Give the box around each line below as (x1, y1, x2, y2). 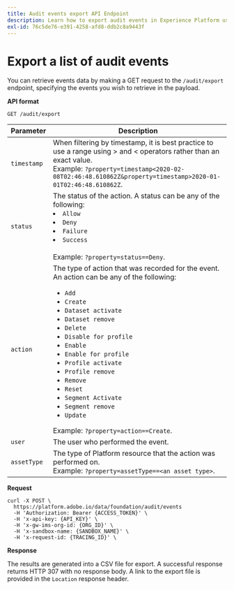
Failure (62, 228, 88, 235)
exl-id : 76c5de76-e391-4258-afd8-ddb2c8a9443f (7, 23, 145, 30)
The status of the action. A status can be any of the (52, 191, 220, 201)
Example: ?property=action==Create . (52, 426, 173, 436)
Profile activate (65, 359, 123, 367)
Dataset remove (65, 316, 115, 323)
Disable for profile (65, 333, 133, 341)
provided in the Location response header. (7, 575, 129, 583)
